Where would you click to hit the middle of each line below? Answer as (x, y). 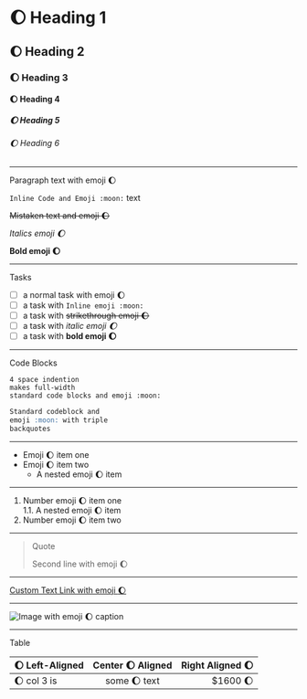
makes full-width (42, 387)
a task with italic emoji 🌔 (69, 325)
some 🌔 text (132, 681)
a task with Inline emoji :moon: (83, 305)
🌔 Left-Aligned (49, 665)
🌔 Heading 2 (47, 52)
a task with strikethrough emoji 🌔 (86, 315)
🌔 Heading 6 (35, 143)
